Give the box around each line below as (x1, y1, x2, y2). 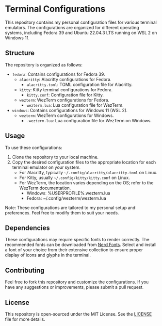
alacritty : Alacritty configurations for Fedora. (19, 76, 112, 82)
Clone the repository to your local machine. (12, 154, 98, 160)
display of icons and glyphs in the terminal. (5, 252, 91, 258)
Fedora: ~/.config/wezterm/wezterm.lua (26, 195, 107, 201)
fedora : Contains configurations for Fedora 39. (12, 71, 105, 77)
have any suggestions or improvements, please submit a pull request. (5, 284, 144, 290)
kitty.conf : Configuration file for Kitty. (26, 92, 104, 98)
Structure (5, 49, 35, 57)
